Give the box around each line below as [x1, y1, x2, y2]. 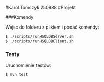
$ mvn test [5, 72, 28, 77]
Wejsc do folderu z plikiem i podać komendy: [5, 24, 99, 30]
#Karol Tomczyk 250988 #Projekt [5, 5, 76, 10]
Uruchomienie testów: [5, 62, 52, 68]
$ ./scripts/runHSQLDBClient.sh [5, 38, 74, 44]
